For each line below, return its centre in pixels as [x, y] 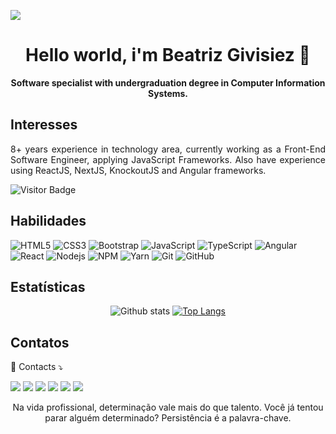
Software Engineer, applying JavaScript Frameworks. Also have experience [168, 159]
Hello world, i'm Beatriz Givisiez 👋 [168, 55]
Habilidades [48, 221]
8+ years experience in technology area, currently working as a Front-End [168, 149]
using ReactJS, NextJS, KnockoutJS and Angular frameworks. [138, 170]
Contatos [40, 342]
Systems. [168, 93]
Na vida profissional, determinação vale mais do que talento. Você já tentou [168, 407]
